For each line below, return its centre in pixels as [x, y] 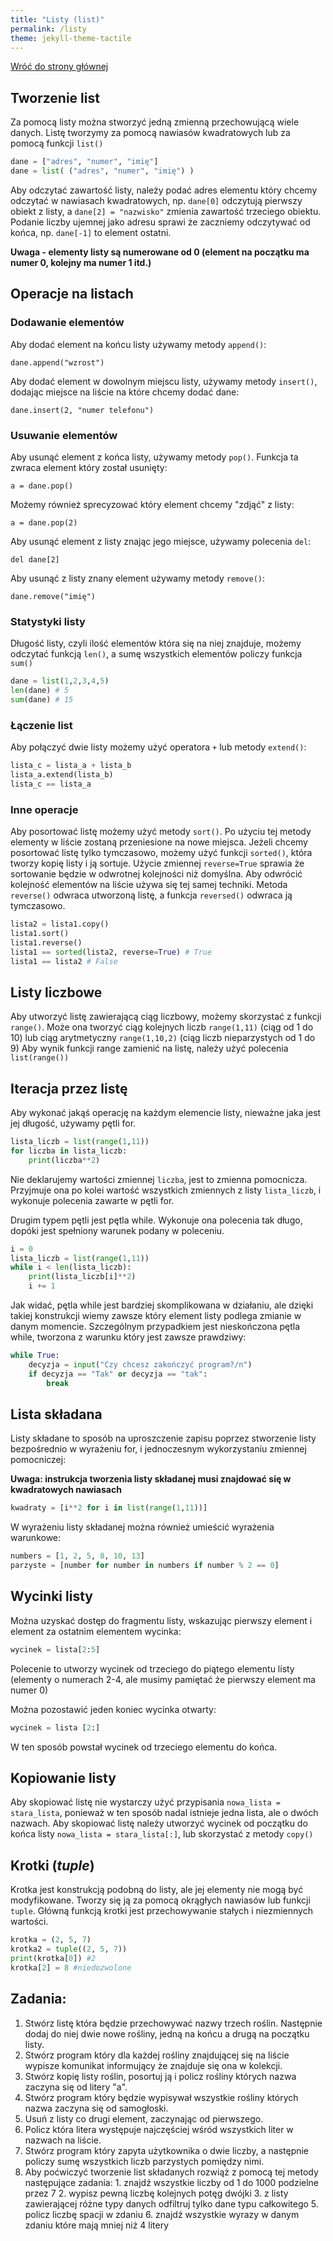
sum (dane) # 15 [42, 699]
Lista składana [56, 1414]
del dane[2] [35, 559]
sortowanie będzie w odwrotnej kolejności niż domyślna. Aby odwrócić [156, 874]
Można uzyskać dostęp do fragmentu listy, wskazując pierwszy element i [161, 1620]
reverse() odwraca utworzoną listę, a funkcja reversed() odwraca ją [151, 895]
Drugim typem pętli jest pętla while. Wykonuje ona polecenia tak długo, [156, 1220]
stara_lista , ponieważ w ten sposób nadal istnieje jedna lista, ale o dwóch [164, 1813]
